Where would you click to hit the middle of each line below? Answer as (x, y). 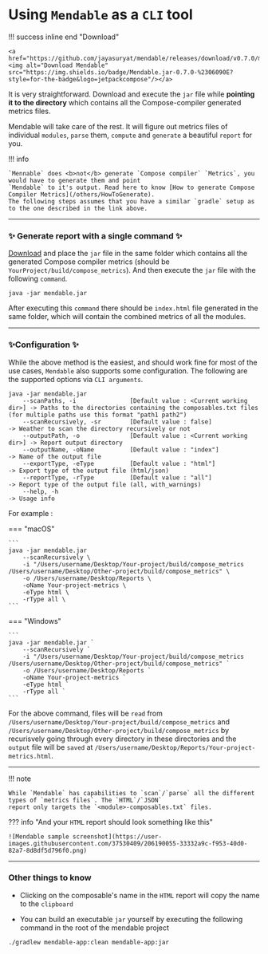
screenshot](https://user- (117, 836)
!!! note (20, 779)
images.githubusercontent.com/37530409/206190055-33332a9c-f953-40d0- (128, 843)
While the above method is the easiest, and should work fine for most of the (133, 362)
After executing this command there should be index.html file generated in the (133, 308)
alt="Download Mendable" (67, 65)
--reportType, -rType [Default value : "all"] (118, 477)
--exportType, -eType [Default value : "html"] (119, 463)
